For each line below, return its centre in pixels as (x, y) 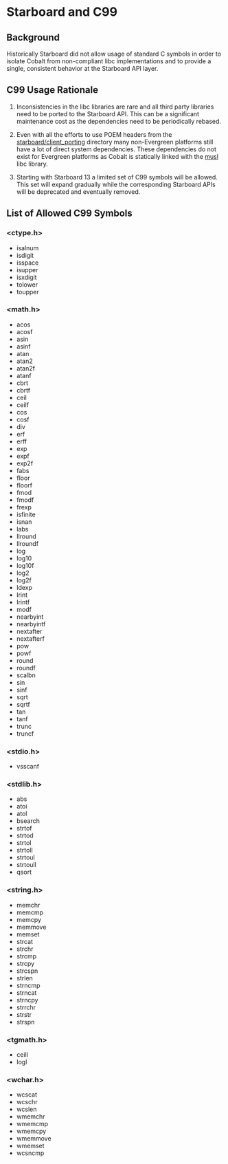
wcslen (26, 1109)
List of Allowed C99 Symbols (70, 213)
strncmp (28, 985)
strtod (25, 835)
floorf (24, 485)
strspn (25, 1022)
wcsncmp (30, 1153)
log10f (25, 565)
